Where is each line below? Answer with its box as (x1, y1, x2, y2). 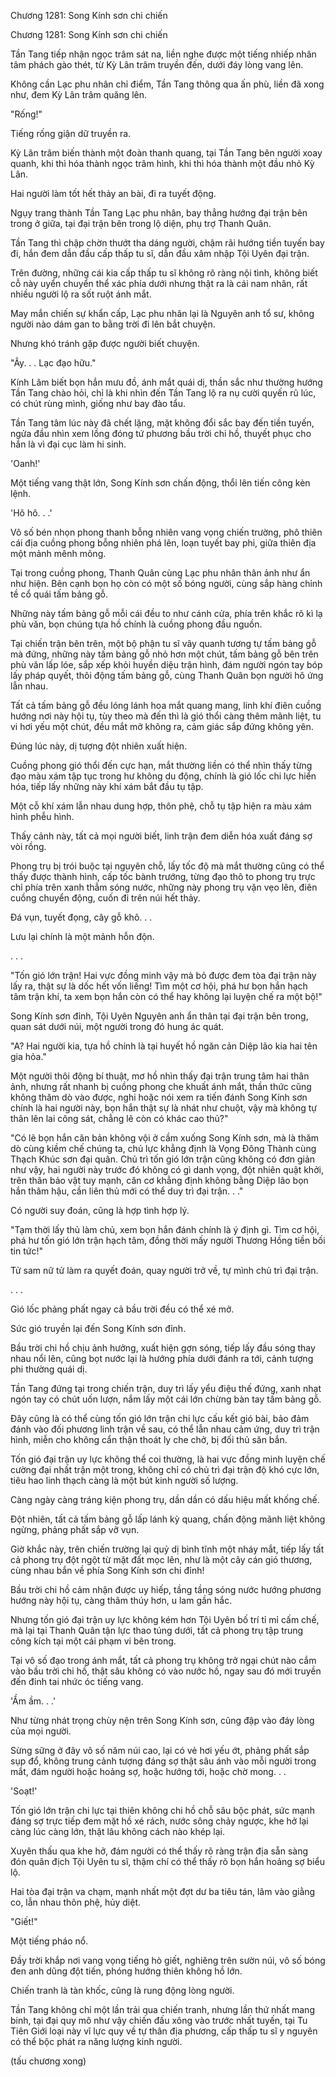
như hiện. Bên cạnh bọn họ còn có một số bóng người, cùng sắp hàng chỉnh (10, 578, 323, 589)
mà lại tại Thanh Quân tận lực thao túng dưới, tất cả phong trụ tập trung (10, 1625, 304, 1636)
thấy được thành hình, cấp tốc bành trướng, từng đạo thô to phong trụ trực (10, 871, 316, 882)
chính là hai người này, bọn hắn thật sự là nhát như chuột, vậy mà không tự (10, 1102, 317, 1114)
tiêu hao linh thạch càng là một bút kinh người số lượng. (10, 1475, 239, 1486)
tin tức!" (10, 1245, 43, 1257)
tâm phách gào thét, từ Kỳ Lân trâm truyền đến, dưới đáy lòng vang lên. (10, 59, 304, 70)
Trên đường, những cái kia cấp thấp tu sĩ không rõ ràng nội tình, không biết (10, 267, 318, 279)
